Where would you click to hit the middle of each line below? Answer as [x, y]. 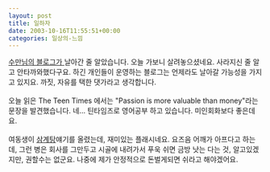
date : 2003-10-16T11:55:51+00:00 [64, 31]
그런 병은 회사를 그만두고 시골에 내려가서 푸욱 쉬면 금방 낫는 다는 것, [125, 149]
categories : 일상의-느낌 [46, 38]
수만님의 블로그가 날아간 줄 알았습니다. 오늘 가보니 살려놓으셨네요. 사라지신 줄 [130, 62]
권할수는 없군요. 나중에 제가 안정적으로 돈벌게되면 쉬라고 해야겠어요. [132, 160]
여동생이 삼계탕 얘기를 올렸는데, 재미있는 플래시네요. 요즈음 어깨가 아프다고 [125, 139]
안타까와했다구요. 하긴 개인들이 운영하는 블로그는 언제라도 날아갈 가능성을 [132, 72]
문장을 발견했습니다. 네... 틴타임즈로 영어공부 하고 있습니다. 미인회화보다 [121, 111]
